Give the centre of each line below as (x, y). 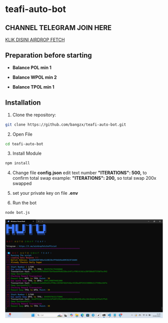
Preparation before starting (49, 55)
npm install (17, 163)
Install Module (27, 153)
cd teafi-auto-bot (24, 144)
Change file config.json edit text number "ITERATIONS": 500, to (79, 173)
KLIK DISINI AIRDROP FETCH (35, 40)
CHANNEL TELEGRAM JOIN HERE (58, 28)
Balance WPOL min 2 (34, 77)
